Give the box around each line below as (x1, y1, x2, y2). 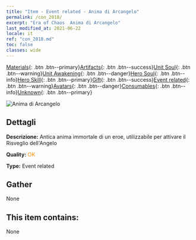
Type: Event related (6, 162, 55, 169)
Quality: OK (6, 151, 36, 158)
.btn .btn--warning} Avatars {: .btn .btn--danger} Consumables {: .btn (6, 82, 170, 89)
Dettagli (6, 117, 36, 127)
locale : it (6, 31, 33, 37)
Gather (6, 179, 33, 190)
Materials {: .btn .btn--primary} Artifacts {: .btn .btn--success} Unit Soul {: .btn (6, 63, 191, 71)
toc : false (6, 42, 33, 48)
